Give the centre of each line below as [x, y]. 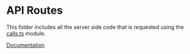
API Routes [35, 10]
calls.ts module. [26, 33]
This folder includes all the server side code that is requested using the [95, 27]
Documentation [25, 45]
